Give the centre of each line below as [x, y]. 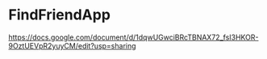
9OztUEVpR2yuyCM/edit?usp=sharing [72, 45]
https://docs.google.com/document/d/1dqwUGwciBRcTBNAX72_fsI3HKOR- [133, 37]
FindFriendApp [60, 15]
